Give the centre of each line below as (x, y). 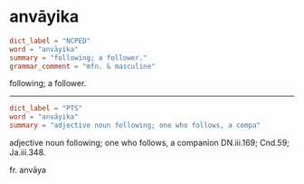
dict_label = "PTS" (46, 109)
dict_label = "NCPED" (50, 41)
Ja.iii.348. (28, 152)
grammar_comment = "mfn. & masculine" (82, 66)
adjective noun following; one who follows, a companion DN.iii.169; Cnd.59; (149, 143)
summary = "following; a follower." (78, 58)
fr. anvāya (28, 170)
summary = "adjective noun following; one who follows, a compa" (135, 126)
